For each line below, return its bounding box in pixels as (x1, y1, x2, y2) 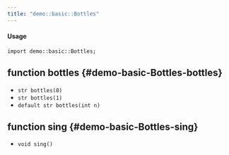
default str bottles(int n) (17, 101, 100, 109)
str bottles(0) (17, 87, 63, 94)
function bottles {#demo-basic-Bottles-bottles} (7, 67, 223, 79)
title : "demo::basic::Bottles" (7, 10, 100, 18)
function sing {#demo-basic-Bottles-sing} (7, 121, 199, 133)
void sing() (17, 141, 53, 148)
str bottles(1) (17, 94, 63, 101)
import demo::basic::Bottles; (7, 47, 97, 55)
